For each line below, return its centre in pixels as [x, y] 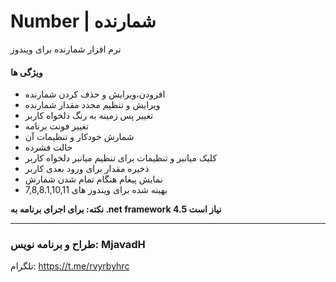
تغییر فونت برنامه [56, 126]
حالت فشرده [48, 147]
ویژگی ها [26, 72]
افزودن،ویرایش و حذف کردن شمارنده [95, 94]
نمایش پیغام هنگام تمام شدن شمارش [93, 179]
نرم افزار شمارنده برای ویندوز [66, 49]
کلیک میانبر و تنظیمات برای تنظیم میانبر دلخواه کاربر [121, 158]
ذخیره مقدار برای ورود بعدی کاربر [87, 169]
